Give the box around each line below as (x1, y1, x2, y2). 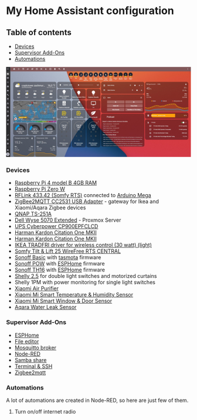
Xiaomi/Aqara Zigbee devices (14, 204, 86, 211)
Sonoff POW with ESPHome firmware (14, 260, 105, 267)
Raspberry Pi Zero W (14, 185, 66, 192)
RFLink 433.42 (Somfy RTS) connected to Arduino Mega (14, 192, 151, 199)
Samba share (14, 356, 47, 363)
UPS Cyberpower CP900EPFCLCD (14, 223, 98, 230)
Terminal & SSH (14, 363, 53, 370)
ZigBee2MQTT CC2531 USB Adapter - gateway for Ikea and (14, 198, 159, 205)
